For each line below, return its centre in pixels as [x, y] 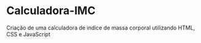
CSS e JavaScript [28, 34]
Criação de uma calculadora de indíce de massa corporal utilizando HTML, [101, 28]
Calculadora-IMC [51, 11]
